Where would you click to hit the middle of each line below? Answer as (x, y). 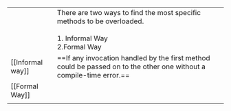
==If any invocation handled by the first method (134, 58)
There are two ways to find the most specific (129, 13)
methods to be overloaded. (100, 21)
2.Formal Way (79, 47)
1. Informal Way (82, 38)
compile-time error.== (93, 75)
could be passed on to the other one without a (131, 66)
